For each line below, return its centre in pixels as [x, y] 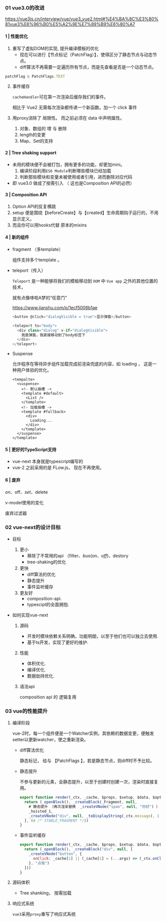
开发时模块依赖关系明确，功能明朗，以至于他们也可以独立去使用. [93, 636]
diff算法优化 [32, 750]
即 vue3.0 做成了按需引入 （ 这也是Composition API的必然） [73, 183]
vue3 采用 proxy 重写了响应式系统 [44, 914]
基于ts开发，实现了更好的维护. [58, 642]
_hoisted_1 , [41, 811]
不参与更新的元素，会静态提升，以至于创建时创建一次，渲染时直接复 [89, 782]
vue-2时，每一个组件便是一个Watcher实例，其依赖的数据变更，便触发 [83, 733]
